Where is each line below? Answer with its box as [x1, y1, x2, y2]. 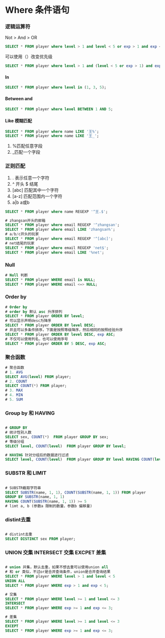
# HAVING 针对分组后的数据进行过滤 [5, 452, 69, 457]
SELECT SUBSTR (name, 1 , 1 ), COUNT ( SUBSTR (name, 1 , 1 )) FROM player [5, 490, 146, 495]
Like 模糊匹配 [5, 117, 32, 123]
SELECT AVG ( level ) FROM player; [5, 374, 71, 379]
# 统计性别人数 [5, 430, 32, 435]
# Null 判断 [5, 273, 28, 277]
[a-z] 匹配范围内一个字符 [12, 193, 62, 199]
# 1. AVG [5, 369, 23, 375]
